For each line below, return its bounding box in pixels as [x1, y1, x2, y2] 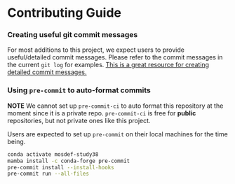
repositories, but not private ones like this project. [7, 116, 151, 125]
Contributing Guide [7, 5, 121, 21]
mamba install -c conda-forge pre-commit [7, 157, 130, 164]
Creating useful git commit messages [7, 30, 138, 40]
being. [7, 137, 26, 146]
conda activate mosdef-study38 [7, 150, 99, 158]
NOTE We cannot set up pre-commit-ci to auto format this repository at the [7, 101, 224, 110]
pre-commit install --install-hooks [7, 164, 114, 171]
